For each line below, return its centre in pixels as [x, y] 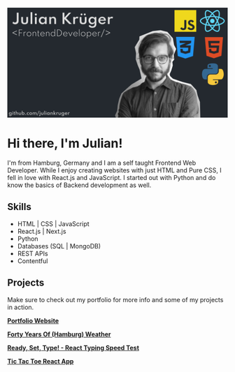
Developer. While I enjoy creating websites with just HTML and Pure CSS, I [114, 170]
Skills [19, 207]
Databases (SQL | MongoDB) [59, 246]
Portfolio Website [33, 320]
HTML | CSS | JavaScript [53, 223]
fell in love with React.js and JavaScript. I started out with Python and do [112, 177]
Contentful [33, 261]
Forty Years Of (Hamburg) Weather [59, 334]
